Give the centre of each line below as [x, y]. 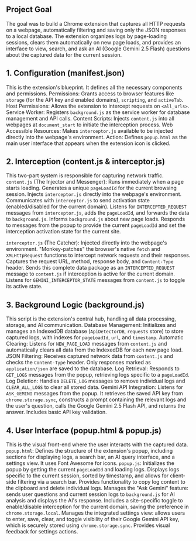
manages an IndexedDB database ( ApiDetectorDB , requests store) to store [95, 331]
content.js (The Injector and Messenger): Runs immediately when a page [95, 182]
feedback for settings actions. [42, 532]
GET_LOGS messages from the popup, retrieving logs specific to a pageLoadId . [98, 375]
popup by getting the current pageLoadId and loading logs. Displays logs [93, 470]
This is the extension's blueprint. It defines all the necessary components [94, 87]
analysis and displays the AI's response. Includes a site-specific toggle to [94, 501]
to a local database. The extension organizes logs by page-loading [86, 36]
